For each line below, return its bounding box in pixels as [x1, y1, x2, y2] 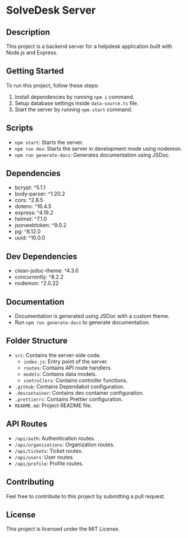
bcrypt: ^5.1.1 [14, 184, 46, 191]
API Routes [6, 419, 48, 429]
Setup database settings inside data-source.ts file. [14, 99, 139, 106]
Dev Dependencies [6, 251, 78, 261]
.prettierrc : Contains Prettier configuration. [14, 396, 123, 403]
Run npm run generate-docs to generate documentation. [14, 319, 150, 326]
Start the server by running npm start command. [14, 106, 133, 113]
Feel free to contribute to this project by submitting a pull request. [6, 492, 166, 500]
